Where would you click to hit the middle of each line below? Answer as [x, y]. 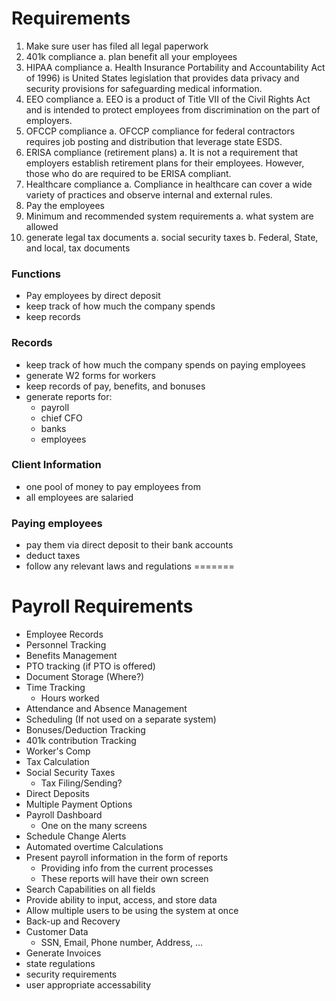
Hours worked [70, 698]
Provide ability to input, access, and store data [121, 900]
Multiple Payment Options [79, 804]
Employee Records [64, 634]
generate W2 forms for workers [90, 375]
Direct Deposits [57, 794]
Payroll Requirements [102, 606]
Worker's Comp [58, 751]
